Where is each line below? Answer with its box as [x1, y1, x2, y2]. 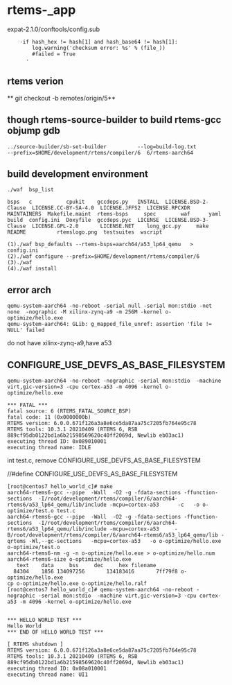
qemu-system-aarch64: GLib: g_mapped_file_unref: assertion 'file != [7, 321, 213, 328]
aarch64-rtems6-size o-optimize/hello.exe [7, 556, 132, 563]
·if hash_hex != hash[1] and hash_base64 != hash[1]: [19, 38, 178, 45]
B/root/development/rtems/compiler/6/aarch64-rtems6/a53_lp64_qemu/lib [7, 532, 218, 539]
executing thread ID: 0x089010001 [7, 438, 107, 445]
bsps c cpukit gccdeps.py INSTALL [7, 198, 159, 206]
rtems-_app [7, 2, 76, 18]
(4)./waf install [7, 266, 57, 272]
